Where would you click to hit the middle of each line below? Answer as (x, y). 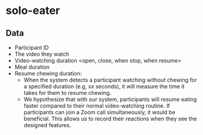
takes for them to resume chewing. (67, 93)
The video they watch (42, 54)
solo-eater (33, 11)
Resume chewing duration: (48, 73)
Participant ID (32, 47)
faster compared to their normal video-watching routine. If (97, 106)
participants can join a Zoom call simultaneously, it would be (99, 112)
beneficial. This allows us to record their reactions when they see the (110, 119)
